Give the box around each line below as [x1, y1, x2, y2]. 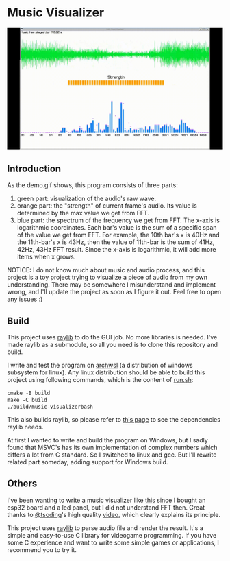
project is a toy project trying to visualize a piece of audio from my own [7, 273, 207, 282]
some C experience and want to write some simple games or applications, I [7, 538, 219, 547]
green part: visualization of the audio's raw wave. [16, 194, 157, 203]
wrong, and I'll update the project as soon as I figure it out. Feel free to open [7, 288, 222, 296]
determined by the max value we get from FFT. [16, 209, 149, 217]
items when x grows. [16, 252, 76, 261]
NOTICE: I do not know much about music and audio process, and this [7, 266, 205, 274]
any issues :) [7, 295, 43, 303]
